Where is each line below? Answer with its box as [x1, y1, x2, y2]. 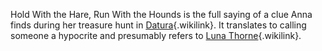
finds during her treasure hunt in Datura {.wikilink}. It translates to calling [10, 19, 307, 31]
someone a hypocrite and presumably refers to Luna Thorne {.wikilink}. [10, 30, 302, 41]
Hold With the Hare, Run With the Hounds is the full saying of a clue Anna [10, 9, 313, 20]
